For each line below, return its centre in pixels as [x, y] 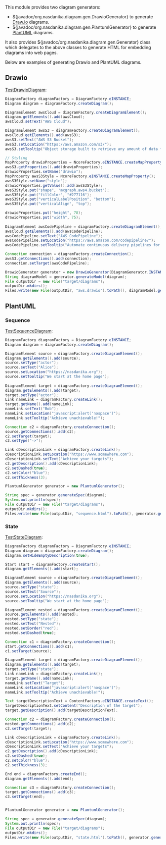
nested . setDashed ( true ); [31, 633]
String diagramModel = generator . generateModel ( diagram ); [66, 277]
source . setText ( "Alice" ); [32, 368]
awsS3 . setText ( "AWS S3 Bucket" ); [40, 140]
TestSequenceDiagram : [29, 331]
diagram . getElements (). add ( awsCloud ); [45, 117]
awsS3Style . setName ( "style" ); [36, 181]
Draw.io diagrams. [31, 22]
